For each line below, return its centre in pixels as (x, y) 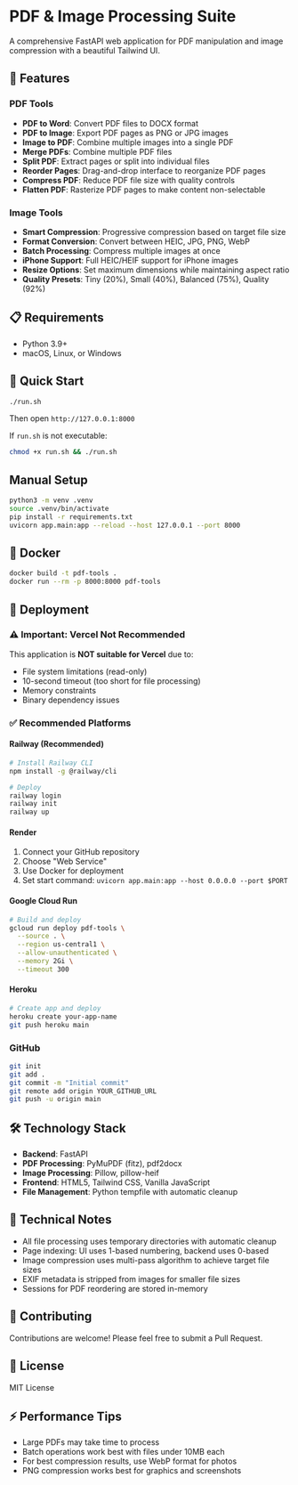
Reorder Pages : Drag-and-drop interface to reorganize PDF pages (144, 170)
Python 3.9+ (45, 344)
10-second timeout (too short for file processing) (112, 681)
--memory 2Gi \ (45, 962)
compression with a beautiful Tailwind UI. (85, 50)
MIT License (32, 1387)
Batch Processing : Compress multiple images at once (121, 250)
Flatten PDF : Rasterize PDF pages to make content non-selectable (144, 190)
